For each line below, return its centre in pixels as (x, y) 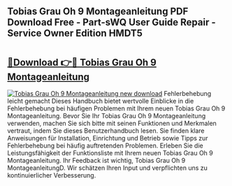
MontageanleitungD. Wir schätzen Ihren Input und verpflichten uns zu (108, 168)
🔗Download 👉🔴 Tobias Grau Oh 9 (82, 62)
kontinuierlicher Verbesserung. (52, 175)
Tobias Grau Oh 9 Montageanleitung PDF (98, 12)
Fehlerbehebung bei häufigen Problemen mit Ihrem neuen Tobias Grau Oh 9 (116, 108)
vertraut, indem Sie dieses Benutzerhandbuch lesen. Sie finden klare (106, 131)
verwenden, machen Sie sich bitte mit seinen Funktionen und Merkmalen (112, 123)
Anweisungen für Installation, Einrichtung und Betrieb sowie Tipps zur (108, 138)
